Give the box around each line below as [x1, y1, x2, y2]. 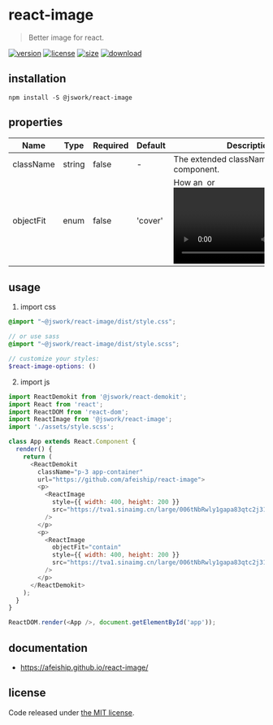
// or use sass [8, 332, 60, 341]
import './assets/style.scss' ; [8, 423, 115, 432]
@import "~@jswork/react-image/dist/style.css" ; [8, 318, 176, 326]
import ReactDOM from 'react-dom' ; [8, 408, 129, 416]
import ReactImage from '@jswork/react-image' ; [8, 415, 173, 423]
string [63, 158, 85, 170]
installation [8, 72, 67, 86]
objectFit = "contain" [51, 543, 122, 552]
